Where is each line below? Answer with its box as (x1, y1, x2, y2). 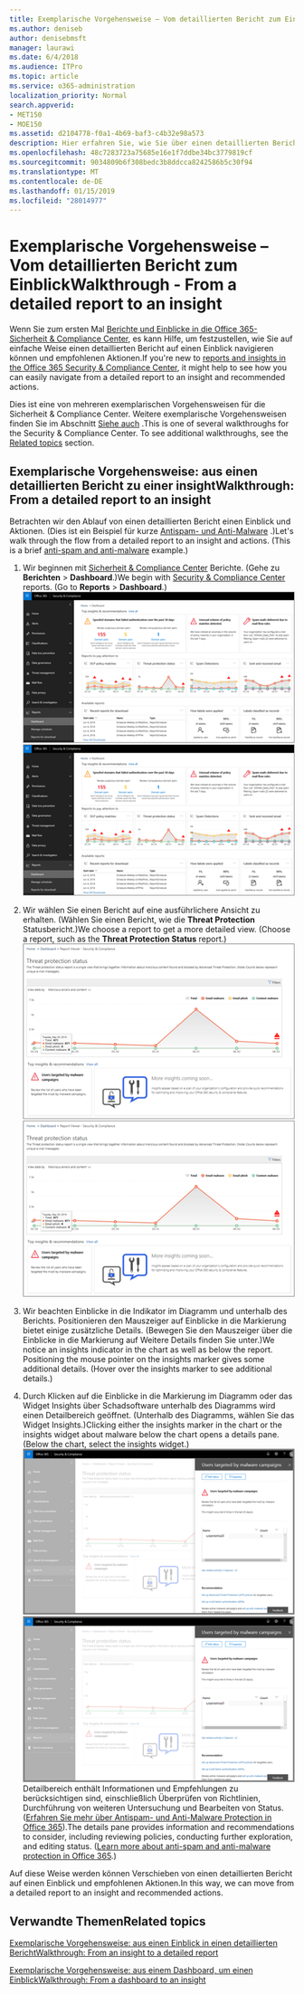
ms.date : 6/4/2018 (9, 52, 79, 62)
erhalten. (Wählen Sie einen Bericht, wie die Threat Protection (22, 914, 256, 925)
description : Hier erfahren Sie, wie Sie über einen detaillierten (9, 138, 270, 148)
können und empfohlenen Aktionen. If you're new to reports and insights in (9, 353, 287, 364)
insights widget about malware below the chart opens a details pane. (22, 1429, 280, 1440)
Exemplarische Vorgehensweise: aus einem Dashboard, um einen (9, 1965, 253, 1976)
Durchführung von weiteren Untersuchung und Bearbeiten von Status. (22, 1802, 284, 1814)
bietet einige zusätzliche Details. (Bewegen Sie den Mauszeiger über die (22, 1325, 293, 1336)
